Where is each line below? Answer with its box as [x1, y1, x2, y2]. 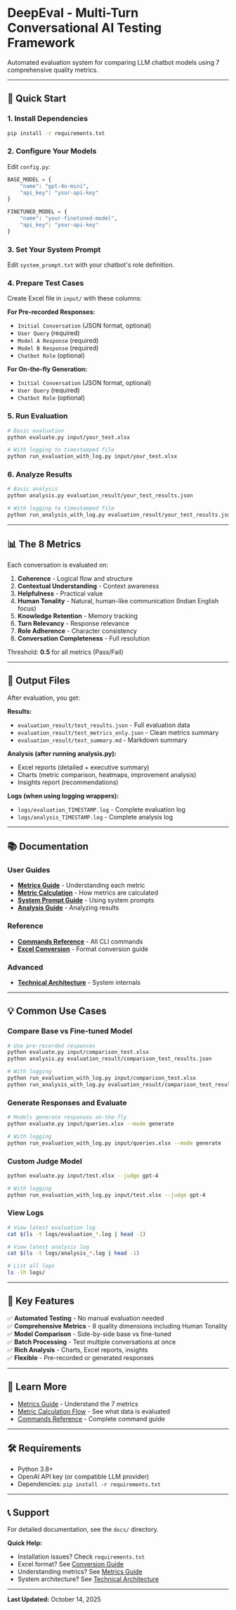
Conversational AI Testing [7, 20, 162, 36]
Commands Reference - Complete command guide [17, 1414, 165, 1423]
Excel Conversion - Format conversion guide [17, 945, 149, 953]
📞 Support [7, 1507, 50, 1518]
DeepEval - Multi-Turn [7, 5, 139, 21]
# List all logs [7, 1262, 55, 1270]
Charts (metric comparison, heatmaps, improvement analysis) [17, 770, 197, 779]
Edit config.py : [7, 162, 51, 170]
